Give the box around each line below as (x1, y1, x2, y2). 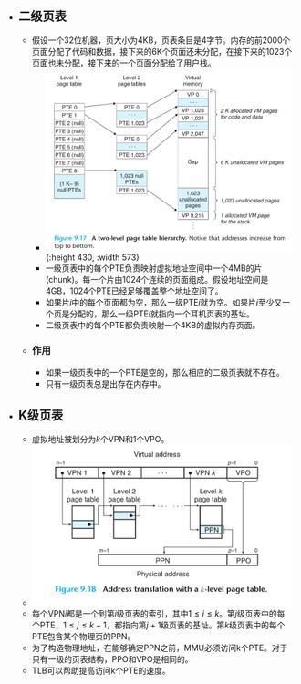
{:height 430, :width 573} (45, 252, 140, 263)
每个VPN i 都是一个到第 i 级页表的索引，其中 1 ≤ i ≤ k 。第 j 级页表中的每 (31, 608, 285, 619)
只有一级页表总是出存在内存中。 (45, 378, 166, 389)
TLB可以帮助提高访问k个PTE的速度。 (31, 665, 171, 677)
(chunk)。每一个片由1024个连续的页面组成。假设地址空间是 (45, 274, 269, 285)
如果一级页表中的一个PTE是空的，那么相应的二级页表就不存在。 (45, 367, 285, 378)
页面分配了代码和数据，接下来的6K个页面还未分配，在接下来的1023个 (31, 46, 293, 57)
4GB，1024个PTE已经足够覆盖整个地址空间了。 (45, 285, 223, 296)
